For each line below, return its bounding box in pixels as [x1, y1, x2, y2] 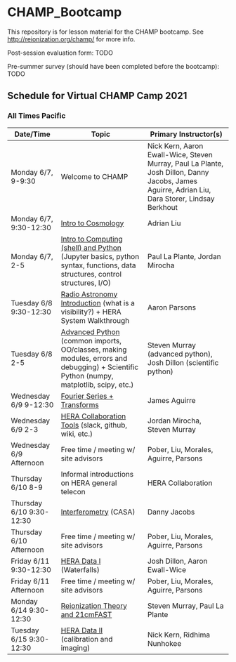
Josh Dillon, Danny [147, 167, 209, 177]
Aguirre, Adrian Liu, [147, 185, 211, 194]
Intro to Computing [60, 234, 123, 244]
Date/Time [14, 129, 51, 139]
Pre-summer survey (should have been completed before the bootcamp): [7, 62, 220, 70]
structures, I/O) [60, 278, 111, 288]
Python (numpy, [60, 371, 114, 380]
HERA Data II [60, 625, 103, 635]
